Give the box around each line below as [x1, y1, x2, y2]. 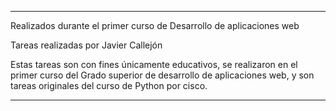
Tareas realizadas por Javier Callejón [10, 39, 163, 51]
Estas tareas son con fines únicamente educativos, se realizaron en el [10, 59, 298, 70]
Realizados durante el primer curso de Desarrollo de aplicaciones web [10, 20, 300, 31]
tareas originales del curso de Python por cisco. [10, 80, 208, 91]
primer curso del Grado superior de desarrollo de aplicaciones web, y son [10, 69, 315, 81]
